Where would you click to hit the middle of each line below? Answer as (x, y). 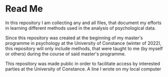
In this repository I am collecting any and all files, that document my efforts (83, 23)
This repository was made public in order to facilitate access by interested (83, 63)
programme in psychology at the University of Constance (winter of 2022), (83, 43)
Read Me (24, 9)
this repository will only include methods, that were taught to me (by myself (84, 48)
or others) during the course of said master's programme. (65, 54)
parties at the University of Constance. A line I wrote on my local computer (83, 69)
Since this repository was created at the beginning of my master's (74, 38)
